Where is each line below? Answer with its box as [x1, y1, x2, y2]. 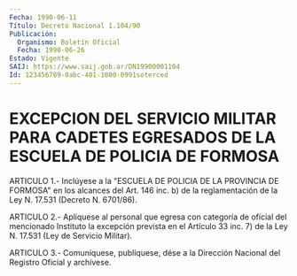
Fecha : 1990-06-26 [17, 46, 86, 55]
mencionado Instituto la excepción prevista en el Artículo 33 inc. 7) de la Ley [9, 220, 288, 231]
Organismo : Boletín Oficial [17, 37, 121, 47]
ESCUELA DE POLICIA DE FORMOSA [9, 146, 280, 166]
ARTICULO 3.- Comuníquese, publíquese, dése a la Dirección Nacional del [9, 247, 281, 257]
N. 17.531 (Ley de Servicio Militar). [9, 230, 133, 241]
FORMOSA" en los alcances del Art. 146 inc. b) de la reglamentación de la [9, 185, 278, 195]
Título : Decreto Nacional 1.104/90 [9, 21, 141, 30]
